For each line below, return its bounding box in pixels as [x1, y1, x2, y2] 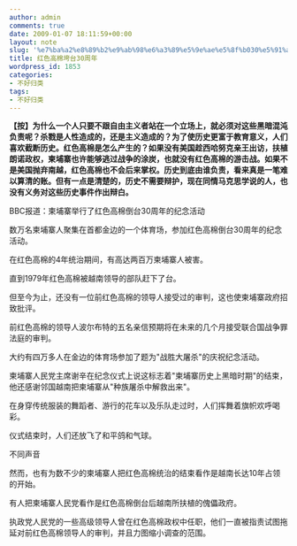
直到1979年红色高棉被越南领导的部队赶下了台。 [9, 273, 181, 284]
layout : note [9, 37, 57, 47]
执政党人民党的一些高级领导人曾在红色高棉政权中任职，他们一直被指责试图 [9, 517, 280, 527]
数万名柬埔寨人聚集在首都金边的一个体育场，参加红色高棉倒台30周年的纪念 [9, 225, 283, 235]
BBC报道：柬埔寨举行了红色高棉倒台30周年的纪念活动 [9, 205, 206, 217]
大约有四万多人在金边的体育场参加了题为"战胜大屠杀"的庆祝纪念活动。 [9, 351, 265, 363]
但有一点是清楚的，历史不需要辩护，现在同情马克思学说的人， [55, 176, 280, 187]
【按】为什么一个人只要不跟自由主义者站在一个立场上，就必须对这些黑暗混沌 [9, 120, 288, 131]
